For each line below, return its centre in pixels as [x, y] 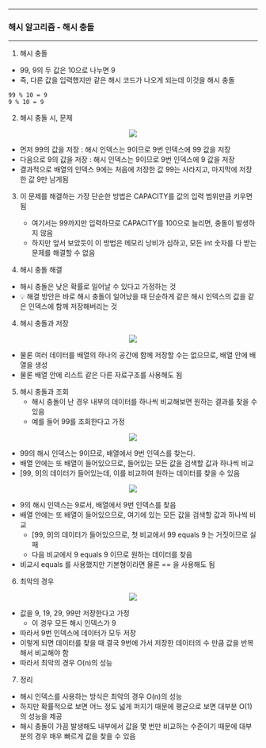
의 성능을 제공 [41, 716]
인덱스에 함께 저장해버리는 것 [72, 307]
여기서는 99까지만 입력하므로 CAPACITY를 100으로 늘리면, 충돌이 [133, 223]
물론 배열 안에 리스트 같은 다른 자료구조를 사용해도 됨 [101, 375]
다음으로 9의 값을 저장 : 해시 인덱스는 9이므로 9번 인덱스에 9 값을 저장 [127, 160]
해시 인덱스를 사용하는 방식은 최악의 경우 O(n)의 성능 [101, 696]
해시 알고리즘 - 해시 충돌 [51, 27]
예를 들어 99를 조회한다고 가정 [78, 422]
